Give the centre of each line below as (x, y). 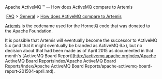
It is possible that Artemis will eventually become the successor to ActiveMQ (81, 40)
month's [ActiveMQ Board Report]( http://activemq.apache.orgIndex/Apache (81, 56)
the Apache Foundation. (29, 31)
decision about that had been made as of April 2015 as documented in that (79, 51)
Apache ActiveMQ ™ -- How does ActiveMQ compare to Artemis (69, 7)
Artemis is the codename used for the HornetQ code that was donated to (78, 26)
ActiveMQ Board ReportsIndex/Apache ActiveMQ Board (60, 61)
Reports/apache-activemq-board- (118, 66)
